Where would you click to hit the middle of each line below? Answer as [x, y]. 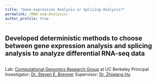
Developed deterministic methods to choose [74, 38]
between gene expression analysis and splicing [78, 46]
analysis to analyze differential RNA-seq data [75, 53]
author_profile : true [27, 18]
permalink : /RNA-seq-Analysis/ [37, 14]
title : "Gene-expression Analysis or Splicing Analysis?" [65, 9]
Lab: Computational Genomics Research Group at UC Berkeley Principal [77, 69]
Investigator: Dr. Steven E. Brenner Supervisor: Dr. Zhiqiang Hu [68, 74]
